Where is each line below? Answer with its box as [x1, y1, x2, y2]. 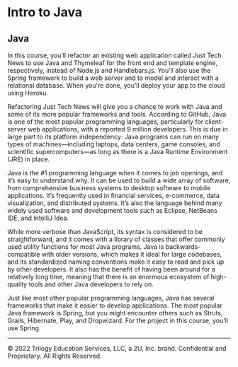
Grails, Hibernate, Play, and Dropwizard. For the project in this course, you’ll [7, 316, 229, 325]
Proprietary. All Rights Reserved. [7, 351, 102, 360]
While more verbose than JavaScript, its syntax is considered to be [7, 228, 203, 235]
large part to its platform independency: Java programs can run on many [7, 132, 220, 141]
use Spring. [7, 324, 41, 332]
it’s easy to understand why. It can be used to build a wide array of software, [7, 176, 231, 185]
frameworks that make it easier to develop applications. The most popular [7, 301, 223, 310]
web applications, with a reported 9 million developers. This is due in [28, 125, 228, 133]
